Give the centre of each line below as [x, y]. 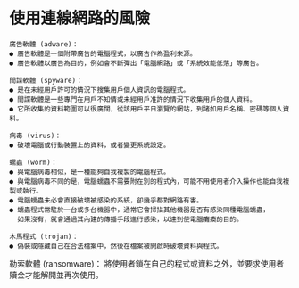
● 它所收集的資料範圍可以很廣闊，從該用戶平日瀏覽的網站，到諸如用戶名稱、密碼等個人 [146, 109]
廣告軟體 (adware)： [44, 44]
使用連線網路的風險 [80, 18]
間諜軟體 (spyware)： [46, 80]
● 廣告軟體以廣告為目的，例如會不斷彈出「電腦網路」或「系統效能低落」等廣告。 [136, 63]
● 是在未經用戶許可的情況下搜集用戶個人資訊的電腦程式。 [100, 90]
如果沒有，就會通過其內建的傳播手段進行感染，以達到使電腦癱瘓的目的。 [130, 219]
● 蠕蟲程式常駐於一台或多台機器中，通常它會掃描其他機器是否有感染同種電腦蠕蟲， [140, 210]
